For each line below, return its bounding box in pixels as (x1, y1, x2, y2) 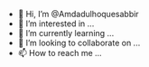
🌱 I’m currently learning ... (17, 28, 115, 38)
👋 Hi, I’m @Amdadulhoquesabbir (17, 9, 139, 19)
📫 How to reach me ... (17, 48, 102, 58)
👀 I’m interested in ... (17, 18, 95, 29)
